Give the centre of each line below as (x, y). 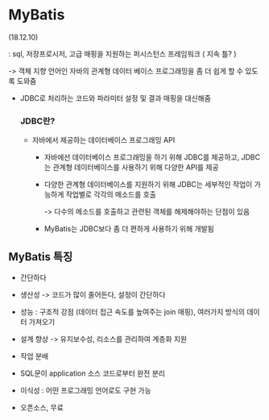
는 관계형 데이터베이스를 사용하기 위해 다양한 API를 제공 (131, 168)
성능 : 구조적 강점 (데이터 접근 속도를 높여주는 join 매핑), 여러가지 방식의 (132, 312)
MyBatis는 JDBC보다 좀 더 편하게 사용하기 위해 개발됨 (129, 229)
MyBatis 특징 (41, 257)
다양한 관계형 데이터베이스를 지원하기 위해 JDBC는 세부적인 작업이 (148, 185)
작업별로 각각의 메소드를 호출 (111, 194)
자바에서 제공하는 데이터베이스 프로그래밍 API (103, 140)
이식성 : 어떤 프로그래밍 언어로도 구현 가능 (85, 391)
